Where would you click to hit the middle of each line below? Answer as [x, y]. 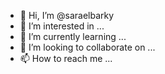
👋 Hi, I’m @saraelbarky [67, 15]
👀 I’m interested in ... [62, 26]
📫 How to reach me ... [66, 58]
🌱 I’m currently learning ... [73, 36]
